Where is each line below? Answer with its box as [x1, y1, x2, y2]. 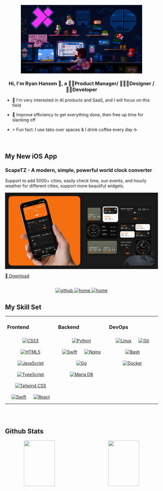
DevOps [109, 324, 129, 330]
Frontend [7, 324, 29, 330]
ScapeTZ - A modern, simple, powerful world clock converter [5, 166, 152, 173]
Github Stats [5, 427, 44, 436]
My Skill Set [5, 303, 42, 311]
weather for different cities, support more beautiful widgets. [5, 182, 125, 189]
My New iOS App [5, 152, 57, 160]
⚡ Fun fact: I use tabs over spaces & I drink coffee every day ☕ [12, 127, 137, 133]
